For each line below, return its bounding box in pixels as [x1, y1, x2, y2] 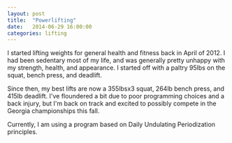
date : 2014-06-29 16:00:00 [7, 23, 92, 30]
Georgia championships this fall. [7, 107, 100, 115]
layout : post [7, 10, 45, 17]
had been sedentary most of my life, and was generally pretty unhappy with [7, 57, 226, 65]
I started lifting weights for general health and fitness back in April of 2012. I [7, 49, 226, 57]
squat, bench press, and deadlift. [7, 71, 103, 80]
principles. [7, 128, 38, 136]
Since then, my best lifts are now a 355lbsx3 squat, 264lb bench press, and [7, 84, 225, 93]
